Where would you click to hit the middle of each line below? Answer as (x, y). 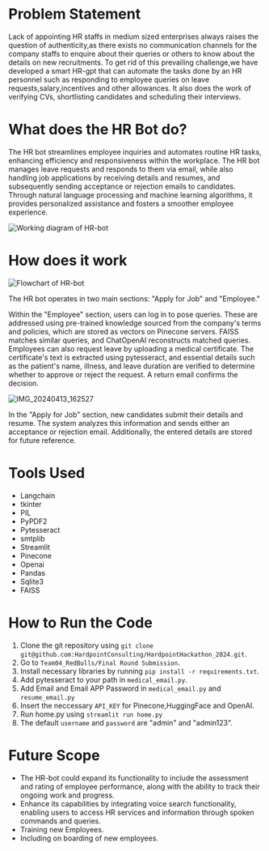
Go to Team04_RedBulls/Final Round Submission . (100, 662)
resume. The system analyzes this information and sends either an (119, 423)
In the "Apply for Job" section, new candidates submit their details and (126, 415)
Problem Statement (75, 14)
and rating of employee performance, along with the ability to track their (140, 786)
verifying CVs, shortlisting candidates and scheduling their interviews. (125, 96)
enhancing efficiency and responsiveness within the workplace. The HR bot (134, 160)
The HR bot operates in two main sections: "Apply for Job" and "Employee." (134, 298)
